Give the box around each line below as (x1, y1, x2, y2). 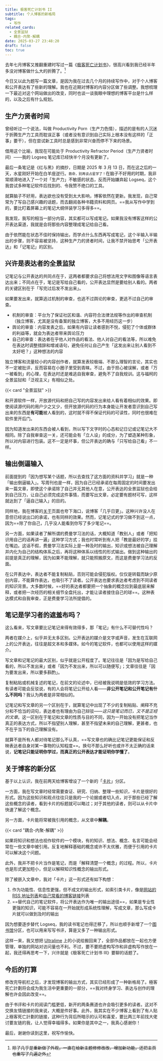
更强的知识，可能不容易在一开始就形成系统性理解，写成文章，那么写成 (12, 905, 152, 911)
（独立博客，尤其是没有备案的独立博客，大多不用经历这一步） (12, 318, 135, 324)
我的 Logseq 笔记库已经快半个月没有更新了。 (21, 154, 111, 160)
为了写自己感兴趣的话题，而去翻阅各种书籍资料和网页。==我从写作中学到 (9, 199, 155, 205)
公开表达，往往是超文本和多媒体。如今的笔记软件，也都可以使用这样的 (13, 641, 153, 647)
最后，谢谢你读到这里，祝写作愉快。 (5, 1030, 77, 1036)
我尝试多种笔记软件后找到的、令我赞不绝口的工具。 (5, 182, 107, 188)
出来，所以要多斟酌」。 (17, 670, 62, 675)
